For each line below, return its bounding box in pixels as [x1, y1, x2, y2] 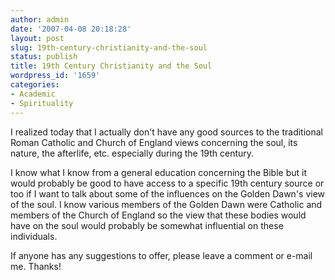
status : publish [10, 52, 78, 62]
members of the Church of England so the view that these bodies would [10, 209, 307, 221]
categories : [10, 80, 60, 90]
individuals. [10, 230, 58, 242]
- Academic [10, 89, 56, 99]
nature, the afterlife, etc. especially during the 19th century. [10, 147, 255, 159]
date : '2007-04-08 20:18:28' [10, 24, 132, 34]
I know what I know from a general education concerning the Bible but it [10, 166, 308, 178]
